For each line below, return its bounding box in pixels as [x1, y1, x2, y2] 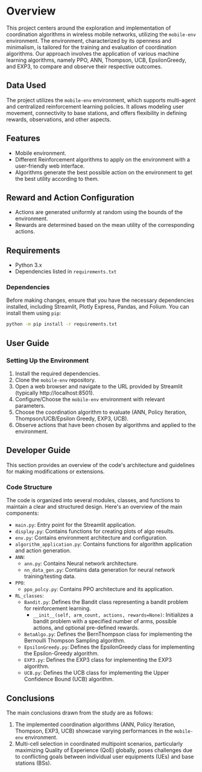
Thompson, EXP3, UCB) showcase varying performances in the [14, 727, 173, 734]
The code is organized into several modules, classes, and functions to [6, 497, 180, 504]
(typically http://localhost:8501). [14, 389, 95, 397]
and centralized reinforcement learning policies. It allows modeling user [6, 103, 184, 110]
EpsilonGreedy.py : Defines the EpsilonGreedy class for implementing [24, 643, 195, 651]
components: [6, 509, 39, 517]
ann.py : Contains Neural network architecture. [24, 560, 139, 567]
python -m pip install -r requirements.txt [6, 321, 118, 327]
